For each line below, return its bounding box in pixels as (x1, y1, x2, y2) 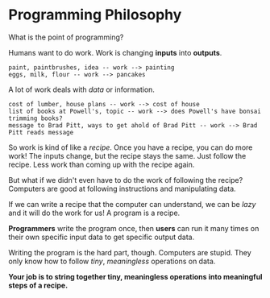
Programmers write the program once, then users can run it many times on (8, 223, 260, 233)
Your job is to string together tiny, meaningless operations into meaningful (8, 271, 263, 281)
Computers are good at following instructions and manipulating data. (8, 184, 236, 193)
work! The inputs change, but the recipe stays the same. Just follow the (8, 151, 247, 160)
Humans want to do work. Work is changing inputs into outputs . (8, 48, 222, 57)
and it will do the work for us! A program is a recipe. (8, 208, 181, 217)
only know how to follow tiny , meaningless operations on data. (8, 256, 216, 266)
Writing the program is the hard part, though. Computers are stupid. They (8, 247, 251, 257)
